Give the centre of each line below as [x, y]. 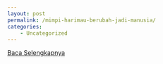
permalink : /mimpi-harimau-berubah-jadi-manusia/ [82, 20]
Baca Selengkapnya [36, 53]
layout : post [26, 14]
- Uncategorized [44, 33]
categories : [25, 26]
